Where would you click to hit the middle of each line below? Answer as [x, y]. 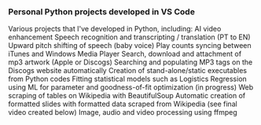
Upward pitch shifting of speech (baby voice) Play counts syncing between [130, 46]
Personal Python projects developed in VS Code [101, 12]
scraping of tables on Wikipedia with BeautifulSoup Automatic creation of [127, 96]
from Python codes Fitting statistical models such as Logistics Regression [128, 79]
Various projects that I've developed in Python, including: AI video [115, 29]
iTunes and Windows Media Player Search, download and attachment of [125, 54]
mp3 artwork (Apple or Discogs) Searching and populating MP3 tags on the [130, 62]
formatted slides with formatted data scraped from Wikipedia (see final [123, 104]
